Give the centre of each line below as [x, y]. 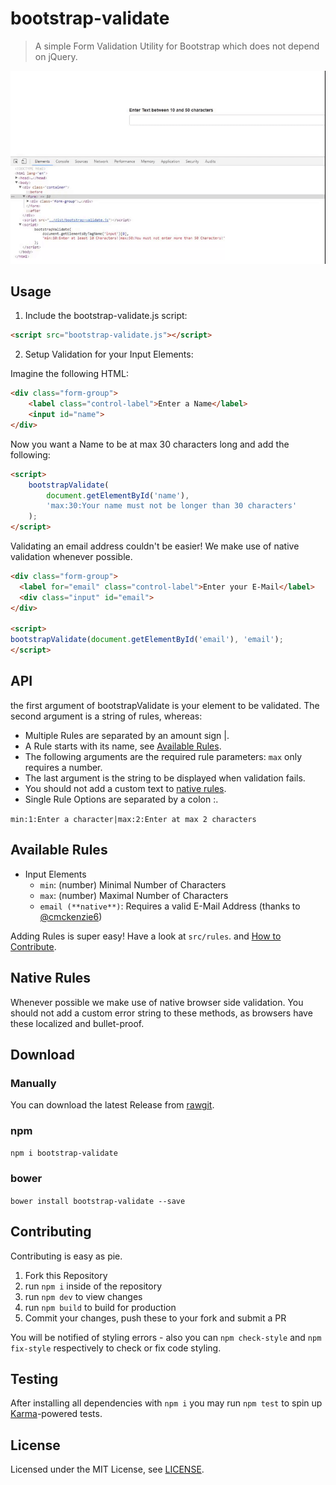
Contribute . [33, 946]
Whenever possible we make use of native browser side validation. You [157, 1002]
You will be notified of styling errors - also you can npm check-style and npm [166, 1337]
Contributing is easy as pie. [66, 1256]
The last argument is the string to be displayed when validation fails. [165, 778]
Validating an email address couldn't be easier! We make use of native [155, 546]
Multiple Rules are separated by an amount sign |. [127, 735]
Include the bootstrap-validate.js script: [106, 316]
